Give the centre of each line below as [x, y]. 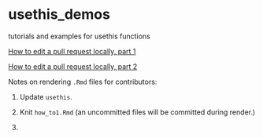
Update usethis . [46, 96]
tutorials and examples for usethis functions [80, 36]
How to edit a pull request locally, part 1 [72, 51]
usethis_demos [59, 15]
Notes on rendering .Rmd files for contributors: [83, 82]
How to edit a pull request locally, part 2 [73, 66]
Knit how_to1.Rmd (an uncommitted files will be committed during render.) [137, 112]
